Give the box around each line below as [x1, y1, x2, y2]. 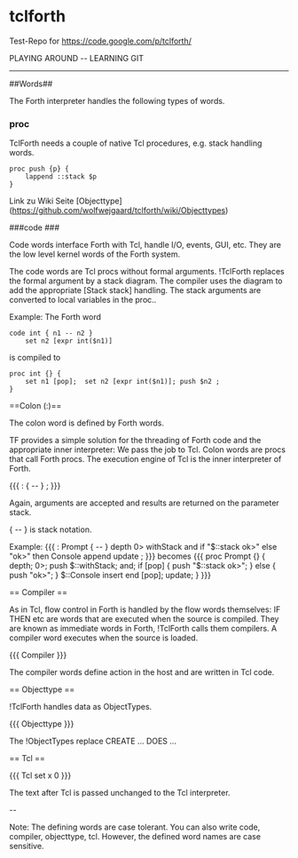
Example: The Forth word [9, 312, 102, 322]
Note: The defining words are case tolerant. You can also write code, [9, 822, 261, 832]
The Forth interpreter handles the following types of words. [9, 95, 225, 106]
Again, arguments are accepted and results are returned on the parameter [9, 497, 279, 508]
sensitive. [9, 841, 44, 852]
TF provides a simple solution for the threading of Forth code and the [9, 435, 262, 446]
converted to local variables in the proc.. [9, 295, 157, 306]
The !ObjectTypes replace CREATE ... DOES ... [9, 735, 177, 747]
